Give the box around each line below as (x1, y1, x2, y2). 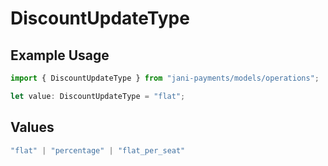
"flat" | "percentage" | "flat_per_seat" (10, 145, 186, 156)
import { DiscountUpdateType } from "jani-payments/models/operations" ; (10, 73, 320, 83)
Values (10, 119, 55, 136)
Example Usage (10, 47, 110, 64)
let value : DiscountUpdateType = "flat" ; (10, 91, 186, 101)
